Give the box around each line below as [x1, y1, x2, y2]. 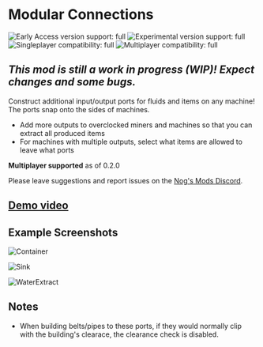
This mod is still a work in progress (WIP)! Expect [8, 63, 255, 77]
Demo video [8, 199, 69, 213]
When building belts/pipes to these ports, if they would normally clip [19, 321, 242, 330]
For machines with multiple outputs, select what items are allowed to [19, 137, 243, 146]
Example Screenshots [8, 225, 118, 239]
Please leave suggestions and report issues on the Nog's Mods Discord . [8, 175, 243, 185]
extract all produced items [19, 128, 105, 138]
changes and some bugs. [8, 75, 137, 89]
